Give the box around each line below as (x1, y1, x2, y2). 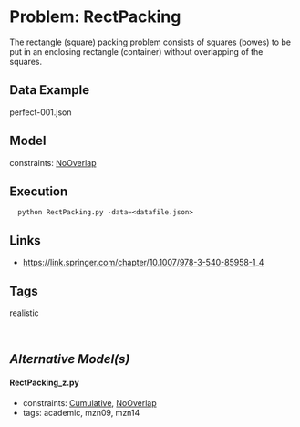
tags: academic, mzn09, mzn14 (22, 407, 140, 418)
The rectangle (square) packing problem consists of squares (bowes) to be (9, 36, 292, 47)
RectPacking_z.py (9, 377, 79, 388)
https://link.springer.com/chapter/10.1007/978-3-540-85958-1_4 (22, 257, 264, 268)
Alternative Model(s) (9, 351, 130, 367)
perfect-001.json (9, 107, 72, 118)
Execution (9, 183, 68, 199)
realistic (9, 307, 39, 318)
